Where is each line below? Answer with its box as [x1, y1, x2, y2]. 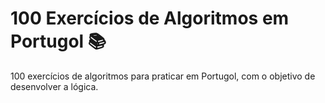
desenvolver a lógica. [10, 80, 99, 92]
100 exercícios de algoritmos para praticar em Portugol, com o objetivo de [10, 70, 316, 82]
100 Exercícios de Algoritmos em [10, 7, 290, 30]
